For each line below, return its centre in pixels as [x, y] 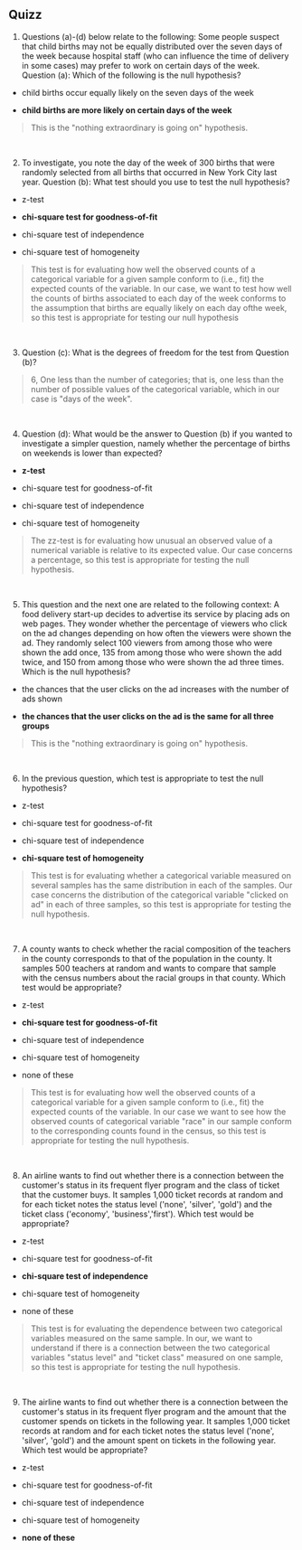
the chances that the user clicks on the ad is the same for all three [148, 716]
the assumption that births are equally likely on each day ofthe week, [159, 307]
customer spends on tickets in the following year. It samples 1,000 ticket [156, 1421]
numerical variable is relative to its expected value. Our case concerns [161, 550]
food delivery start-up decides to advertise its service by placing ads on [156, 614]
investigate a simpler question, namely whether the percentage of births [156, 443]
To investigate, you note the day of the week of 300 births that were [148, 163]
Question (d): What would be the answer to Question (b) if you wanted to [157, 434]
